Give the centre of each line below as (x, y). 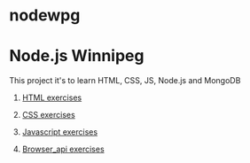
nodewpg (45, 16)
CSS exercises (48, 115)
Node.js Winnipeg (77, 56)
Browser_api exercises (63, 149)
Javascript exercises (60, 132)
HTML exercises (52, 97)
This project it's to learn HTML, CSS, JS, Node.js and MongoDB (125, 81)
